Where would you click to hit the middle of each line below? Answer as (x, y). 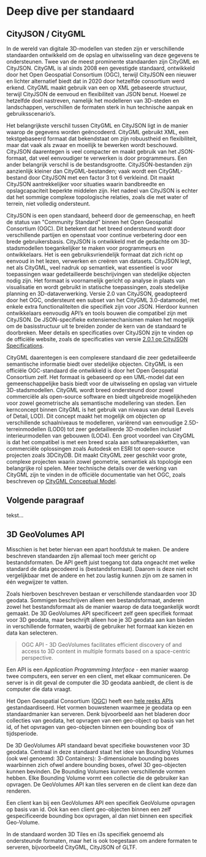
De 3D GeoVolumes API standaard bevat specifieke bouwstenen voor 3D (98, 745)
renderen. (19, 791)
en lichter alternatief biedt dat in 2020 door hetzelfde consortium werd (96, 81)
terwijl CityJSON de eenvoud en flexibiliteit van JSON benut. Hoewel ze (97, 94)
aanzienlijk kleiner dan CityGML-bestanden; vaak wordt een (82, 171)
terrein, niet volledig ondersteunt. (48, 204)
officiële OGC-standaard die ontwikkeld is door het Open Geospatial (93, 371)
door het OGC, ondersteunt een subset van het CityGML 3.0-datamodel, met (103, 300)
